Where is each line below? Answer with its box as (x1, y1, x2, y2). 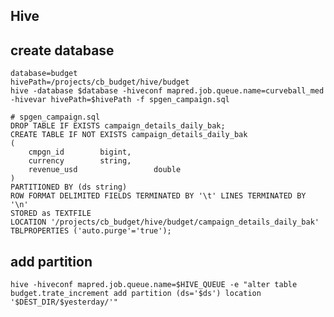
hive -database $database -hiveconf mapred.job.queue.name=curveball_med (10, 86, 325, 96)
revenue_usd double (28, 165, 182, 175)
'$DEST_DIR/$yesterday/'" (10, 297, 118, 308)
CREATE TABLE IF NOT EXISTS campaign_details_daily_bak (10, 130, 248, 140)
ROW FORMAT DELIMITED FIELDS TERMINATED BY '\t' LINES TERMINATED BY (10, 191, 307, 201)
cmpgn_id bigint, (28, 147, 132, 158)
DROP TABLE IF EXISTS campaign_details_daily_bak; (10, 121, 226, 131)
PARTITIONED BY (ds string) (10, 182, 128, 193)
